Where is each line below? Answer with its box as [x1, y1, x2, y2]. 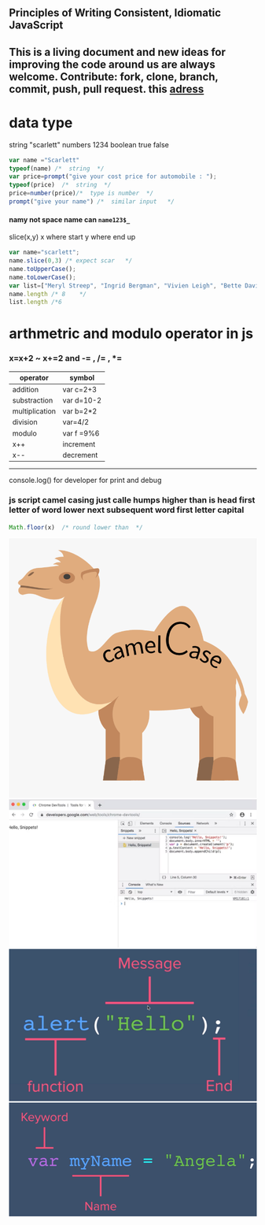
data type [9, 113, 73, 132]
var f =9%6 [62, 429, 100, 438]
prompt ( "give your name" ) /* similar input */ [9, 198, 175, 206]
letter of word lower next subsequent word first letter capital [9, 504, 245, 515]
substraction [12, 395, 53, 405]
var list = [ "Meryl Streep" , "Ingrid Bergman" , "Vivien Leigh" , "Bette [9, 281, 242, 290]
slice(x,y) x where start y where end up [9, 232, 136, 242]
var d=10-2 [62, 395, 101, 405]
